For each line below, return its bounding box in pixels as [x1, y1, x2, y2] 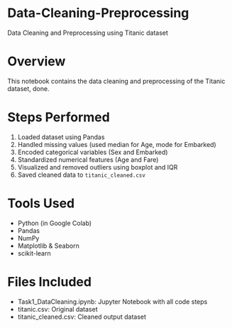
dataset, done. [7, 84, 50, 93]
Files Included [7, 273, 92, 290]
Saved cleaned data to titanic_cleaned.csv [17, 170, 145, 179]
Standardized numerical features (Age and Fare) [17, 155, 159, 164]
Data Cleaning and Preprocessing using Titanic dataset [7, 28, 169, 37]
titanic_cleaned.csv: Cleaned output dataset [17, 312, 147, 321]
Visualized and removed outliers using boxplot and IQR [17, 163, 178, 171]
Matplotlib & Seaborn [17, 241, 79, 250]
